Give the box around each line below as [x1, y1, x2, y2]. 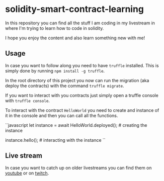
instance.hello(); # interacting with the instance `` [5, 137, 106, 143]
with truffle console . [5, 97, 50, 103]
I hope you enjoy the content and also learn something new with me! [5, 35, 145, 41]
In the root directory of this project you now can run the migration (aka [5, 77, 150, 83]
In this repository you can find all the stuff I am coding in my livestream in [5, 20, 155, 26]
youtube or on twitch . [5, 170, 49, 176]
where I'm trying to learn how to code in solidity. [5, 25, 104, 31]
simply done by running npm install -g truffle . [5, 68, 105, 74]
